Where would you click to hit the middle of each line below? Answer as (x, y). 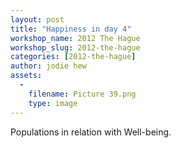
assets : (26, 76)
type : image (53, 103)
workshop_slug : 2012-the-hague (75, 47)
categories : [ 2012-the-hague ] (73, 57)
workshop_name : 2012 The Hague (75, 38)
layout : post (37, 19)
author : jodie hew (48, 66)
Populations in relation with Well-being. (91, 132)
